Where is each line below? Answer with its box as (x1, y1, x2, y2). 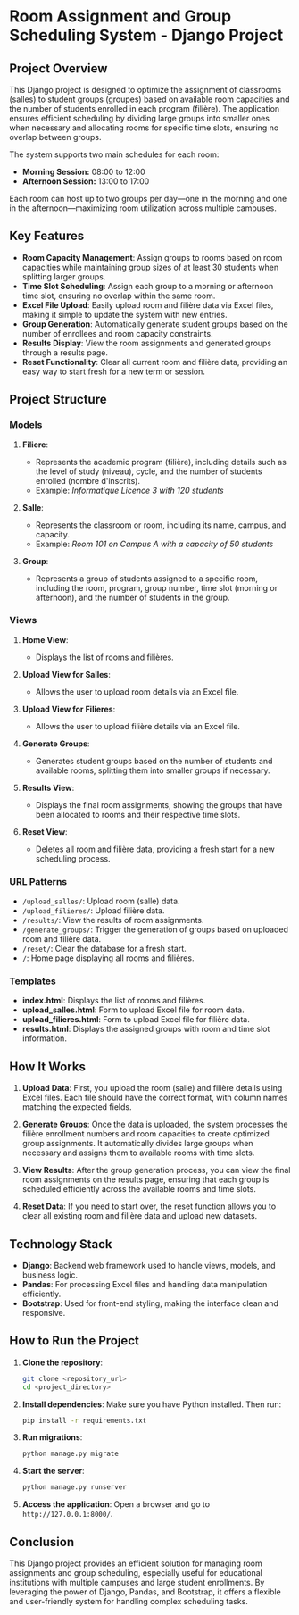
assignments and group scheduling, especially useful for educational (9, 1568, 263, 1578)
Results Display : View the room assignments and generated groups (21, 337, 272, 348)
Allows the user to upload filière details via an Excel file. (35, 720, 241, 731)
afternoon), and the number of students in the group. (35, 592, 230, 603)
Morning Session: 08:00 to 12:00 (21, 167, 145, 177)
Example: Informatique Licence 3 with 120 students (35, 485, 225, 495)
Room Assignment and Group (9, 6, 232, 27)
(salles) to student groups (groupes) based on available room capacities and (9, 94, 290, 104)
